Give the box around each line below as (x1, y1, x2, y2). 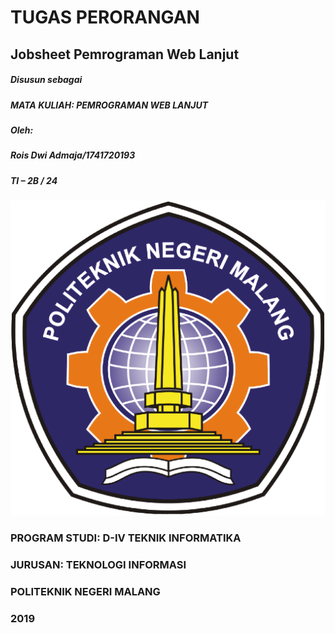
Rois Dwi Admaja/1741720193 (10, 149, 136, 161)
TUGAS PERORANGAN (10, 6, 200, 29)
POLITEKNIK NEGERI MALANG (10, 584, 161, 598)
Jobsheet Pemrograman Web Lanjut (10, 46, 240, 63)
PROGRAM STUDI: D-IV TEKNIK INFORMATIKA (10, 531, 242, 545)
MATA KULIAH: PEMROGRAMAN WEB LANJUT (10, 99, 209, 111)
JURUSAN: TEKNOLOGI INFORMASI (10, 557, 187, 571)
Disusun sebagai (10, 74, 83, 86)
